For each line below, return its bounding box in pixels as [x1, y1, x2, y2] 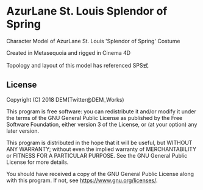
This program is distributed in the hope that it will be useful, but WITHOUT [6, 139, 193, 146]
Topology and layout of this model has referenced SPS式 [6, 62, 149, 69]
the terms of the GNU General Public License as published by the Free [6, 114, 183, 121]
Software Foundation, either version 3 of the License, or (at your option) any [6, 121, 198, 128]
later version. [6, 127, 40, 135]
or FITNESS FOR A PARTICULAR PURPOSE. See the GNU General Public [6, 152, 188, 159]
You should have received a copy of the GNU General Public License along [6, 170, 194, 177]
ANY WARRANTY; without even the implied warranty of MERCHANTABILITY [6, 145, 197, 153]
